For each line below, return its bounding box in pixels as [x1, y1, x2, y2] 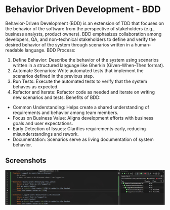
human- [135, 41, 151, 47]
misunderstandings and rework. [12, 131, 79, 137]
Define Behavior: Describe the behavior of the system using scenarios [12, 57, 159, 63]
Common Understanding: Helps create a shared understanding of [12, 104, 149, 110]
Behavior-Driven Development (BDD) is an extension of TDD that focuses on [5, 20, 164, 26]
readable [5, 47, 24, 53]
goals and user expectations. [12, 120, 73, 126]
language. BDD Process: [24, 47, 76, 53]
